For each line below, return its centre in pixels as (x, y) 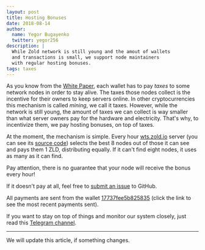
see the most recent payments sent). (52, 204)
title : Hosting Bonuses (37, 18)
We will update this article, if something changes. (68, 240)
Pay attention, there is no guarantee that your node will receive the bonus (99, 168)
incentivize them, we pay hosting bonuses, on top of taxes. (80, 125)
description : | (26, 46)
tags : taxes (21, 69)
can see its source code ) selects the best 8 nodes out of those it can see (98, 143)
